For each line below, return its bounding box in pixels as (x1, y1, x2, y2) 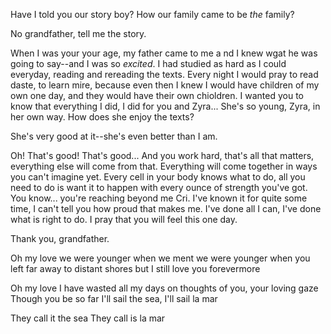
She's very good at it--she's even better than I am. (10, 130, 218, 142)
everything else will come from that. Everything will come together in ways (10, 160, 318, 172)
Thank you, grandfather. (10, 233, 110, 244)
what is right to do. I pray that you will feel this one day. (10, 214, 238, 225)
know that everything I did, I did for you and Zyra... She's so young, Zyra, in (10, 100, 321, 112)
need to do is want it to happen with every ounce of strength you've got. (10, 182, 308, 193)
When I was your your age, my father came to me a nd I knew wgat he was (10, 47, 318, 59)
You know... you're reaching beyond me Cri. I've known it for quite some (10, 192, 308, 204)
